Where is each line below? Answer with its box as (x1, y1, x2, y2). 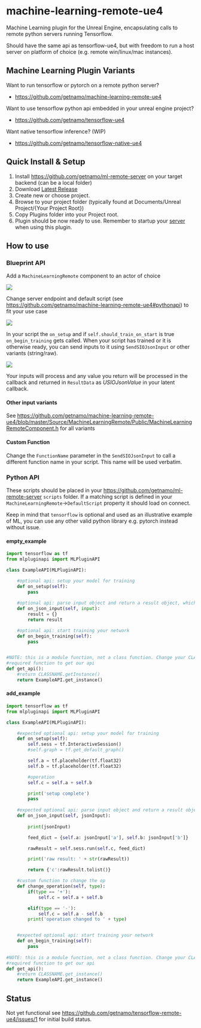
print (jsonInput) (28, 823, 71, 829)
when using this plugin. (14, 223, 72, 231)
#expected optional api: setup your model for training (17, 730, 160, 736)
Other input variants (6, 399, 58, 406)
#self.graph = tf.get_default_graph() (28, 747, 124, 753)
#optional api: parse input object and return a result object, (17, 600, 181, 606)
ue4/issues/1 (6, 1015, 38, 1023)
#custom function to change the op (17, 878, 106, 884)
